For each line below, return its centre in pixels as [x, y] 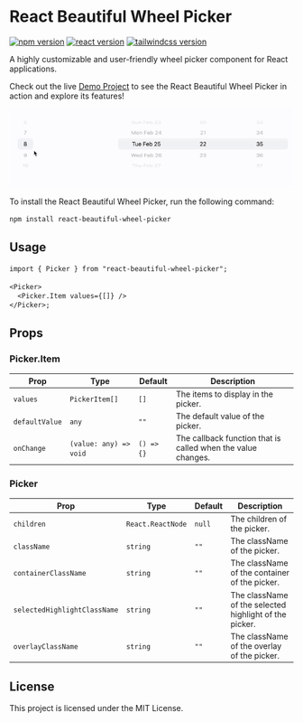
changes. [193, 457]
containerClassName [50, 574]
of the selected [258, 605]
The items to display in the [224, 394]
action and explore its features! [67, 96]
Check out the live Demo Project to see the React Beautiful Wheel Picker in [148, 86]
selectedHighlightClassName [66, 610]
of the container [260, 573]
